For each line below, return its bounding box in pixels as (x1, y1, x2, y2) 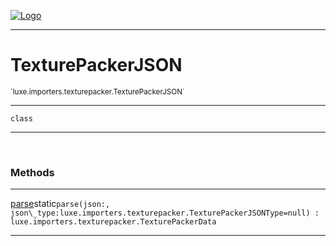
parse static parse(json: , (10, 198, 111, 210)
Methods (10, 165, 55, 179)
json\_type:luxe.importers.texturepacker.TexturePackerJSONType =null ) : (10, 208, 320, 219)
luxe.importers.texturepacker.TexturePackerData (10, 217, 217, 227)
